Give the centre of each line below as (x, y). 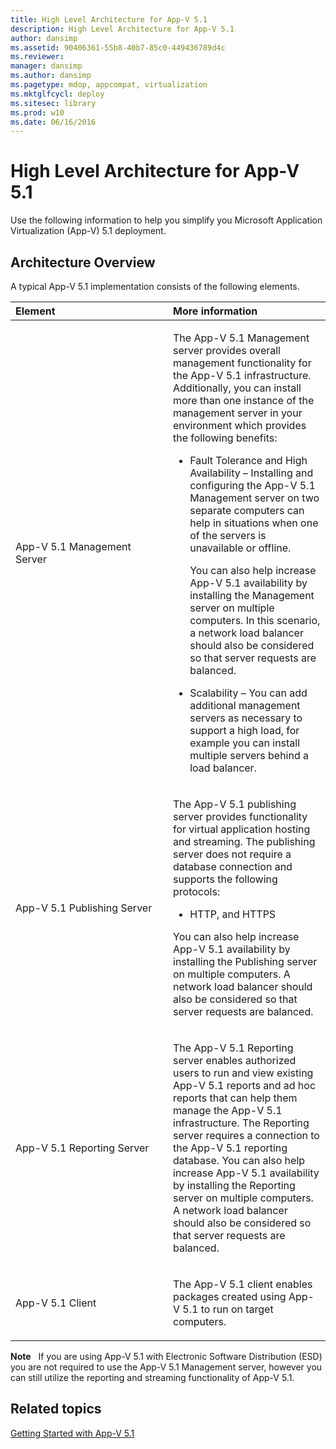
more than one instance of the (244, 400)
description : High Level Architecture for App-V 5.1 (122, 29)
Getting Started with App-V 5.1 (72, 1433)
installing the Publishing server (245, 961)
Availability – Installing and (251, 473)
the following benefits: (225, 438)
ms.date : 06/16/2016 (53, 122)
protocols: (197, 891)
